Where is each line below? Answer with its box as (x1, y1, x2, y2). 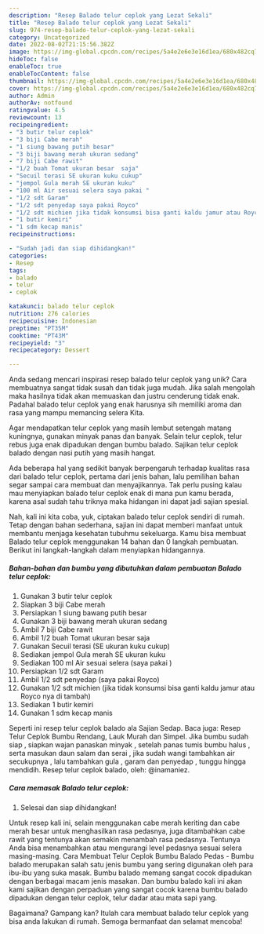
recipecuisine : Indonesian (9, 317, 97, 325)
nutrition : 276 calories (9, 310, 90, 318)
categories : (9, 252, 48, 260)
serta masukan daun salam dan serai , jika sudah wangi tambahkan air (9, 749, 236, 758)
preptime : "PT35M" (9, 324, 69, 332)
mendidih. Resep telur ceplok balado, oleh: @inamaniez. (9, 765, 190, 775)
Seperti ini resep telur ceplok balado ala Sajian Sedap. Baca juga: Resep (9, 724, 241, 733)
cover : (9, 84, 31, 93)
